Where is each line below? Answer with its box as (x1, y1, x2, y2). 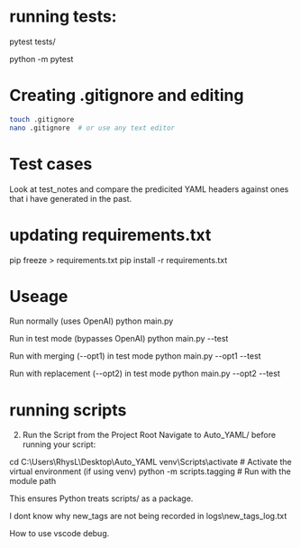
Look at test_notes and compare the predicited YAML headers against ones (9, 183, 289, 195)
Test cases (9, 153, 93, 174)
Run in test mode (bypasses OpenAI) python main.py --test (9, 333, 229, 344)
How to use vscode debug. (9, 528, 110, 539)
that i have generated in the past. (9, 193, 132, 204)
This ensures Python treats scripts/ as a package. (9, 493, 194, 504)
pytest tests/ (9, 36, 56, 47)
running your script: (22, 439, 96, 450)
